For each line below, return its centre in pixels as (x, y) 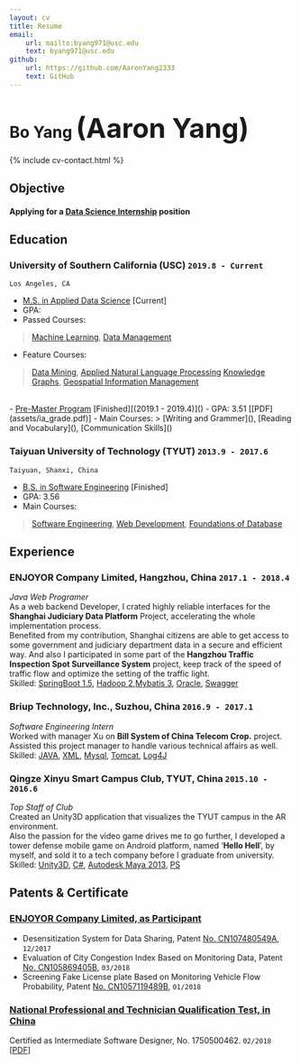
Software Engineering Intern (62, 726)
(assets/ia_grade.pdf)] (50, 418)
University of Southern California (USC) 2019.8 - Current (136, 265)
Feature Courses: (55, 355)
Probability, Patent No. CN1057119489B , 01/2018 (111, 986)
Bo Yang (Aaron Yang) (129, 128)
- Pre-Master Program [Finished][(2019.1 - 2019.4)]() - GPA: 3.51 (128, 409)
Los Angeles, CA (40, 284)
